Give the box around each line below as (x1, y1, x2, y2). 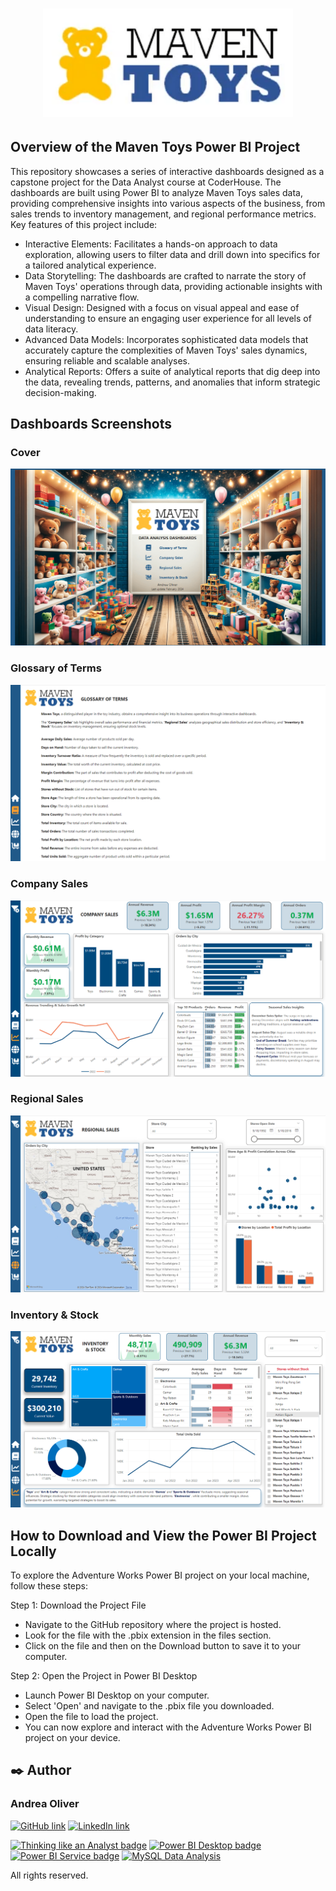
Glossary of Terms (10, 661, 102, 675)
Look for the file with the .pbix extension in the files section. (24, 1629, 272, 1641)
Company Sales (10, 877, 89, 891)
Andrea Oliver (10, 1797, 80, 1811)
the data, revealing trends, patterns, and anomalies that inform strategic (24, 376, 321, 388)
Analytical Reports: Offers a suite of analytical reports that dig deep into (24, 365, 321, 377)
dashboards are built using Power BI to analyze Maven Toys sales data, (10, 186, 304, 198)
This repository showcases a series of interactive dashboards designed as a (10, 165, 325, 177)
